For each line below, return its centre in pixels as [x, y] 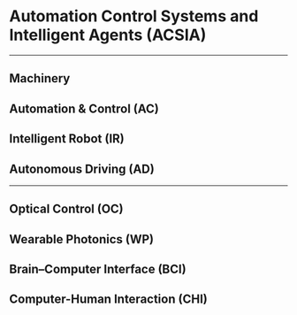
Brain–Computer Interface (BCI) [98, 269]
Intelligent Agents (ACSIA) [108, 35]
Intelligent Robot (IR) [67, 139]
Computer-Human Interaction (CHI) [108, 300]
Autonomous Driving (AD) [82, 169]
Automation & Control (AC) [84, 108]
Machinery [40, 78]
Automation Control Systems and [134, 16]
